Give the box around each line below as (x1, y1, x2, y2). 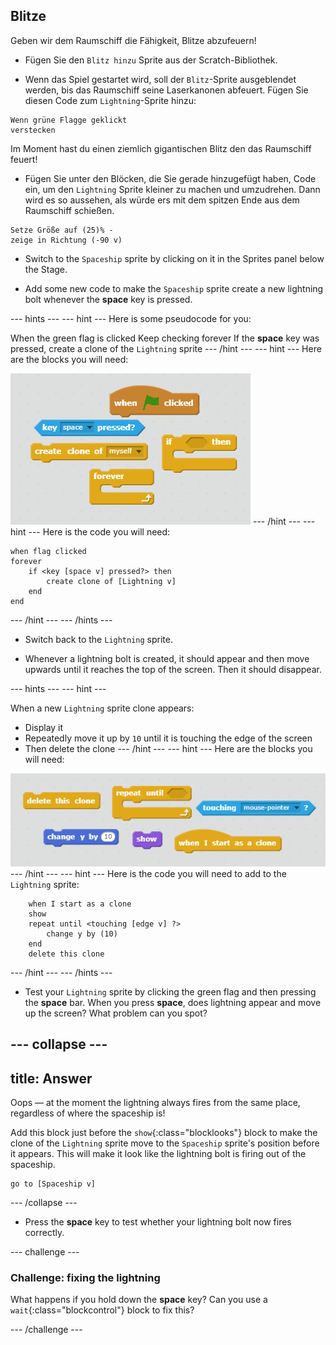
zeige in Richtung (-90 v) (10, 235, 123, 245)
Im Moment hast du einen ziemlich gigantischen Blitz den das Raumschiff (10, 142, 312, 154)
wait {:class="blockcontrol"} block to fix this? (10, 1304, 195, 1316)
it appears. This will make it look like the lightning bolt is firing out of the (10, 1147, 307, 1159)
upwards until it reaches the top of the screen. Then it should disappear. (24, 663, 322, 675)
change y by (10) (46, 929, 118, 939)
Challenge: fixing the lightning (10, 1270, 161, 1284)
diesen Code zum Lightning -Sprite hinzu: (24, 94, 197, 106)
